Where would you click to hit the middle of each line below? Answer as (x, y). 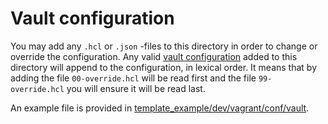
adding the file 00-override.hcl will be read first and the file (133, 78)
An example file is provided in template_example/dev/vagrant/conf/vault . (160, 108)
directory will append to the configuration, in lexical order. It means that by (164, 67)
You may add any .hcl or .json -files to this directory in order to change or (164, 46)
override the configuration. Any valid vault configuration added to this (154, 56)
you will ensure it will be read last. (136, 88)
